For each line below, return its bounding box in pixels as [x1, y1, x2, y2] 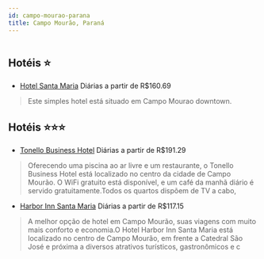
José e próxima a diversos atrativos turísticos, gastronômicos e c [27, 242, 241, 252]
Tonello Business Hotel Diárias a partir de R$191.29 [19, 146, 186, 155]
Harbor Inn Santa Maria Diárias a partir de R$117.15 [19, 201, 185, 211]
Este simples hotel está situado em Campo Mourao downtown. [27, 97, 232, 106]
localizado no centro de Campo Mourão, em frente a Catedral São [27, 234, 243, 243]
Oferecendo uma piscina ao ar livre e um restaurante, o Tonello [27, 161, 234, 170]
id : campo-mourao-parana [8, 11, 90, 20]
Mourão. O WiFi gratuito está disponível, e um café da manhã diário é [27, 177, 254, 187]
